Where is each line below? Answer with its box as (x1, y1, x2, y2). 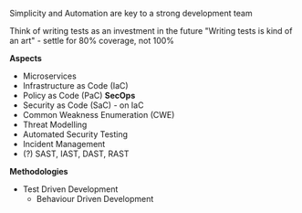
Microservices (22, 70, 78, 81)
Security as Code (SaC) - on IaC (22, 100, 144, 111)
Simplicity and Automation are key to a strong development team (9, 8, 253, 18)
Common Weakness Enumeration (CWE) (22, 110, 175, 120)
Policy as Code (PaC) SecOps (22, 91, 136, 101)
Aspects (9, 53, 43, 63)
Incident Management (22, 139, 106, 149)
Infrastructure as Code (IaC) (22, 80, 130, 91)
